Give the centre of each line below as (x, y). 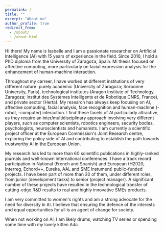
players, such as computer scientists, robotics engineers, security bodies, (80, 123)
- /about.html (24, 37)
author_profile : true (27, 23)
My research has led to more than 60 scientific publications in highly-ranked (82, 153)
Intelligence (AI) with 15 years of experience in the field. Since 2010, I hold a (82, 56)
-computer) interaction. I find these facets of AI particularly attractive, (88, 112)
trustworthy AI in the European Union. (43, 144)
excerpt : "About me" (26, 19)
